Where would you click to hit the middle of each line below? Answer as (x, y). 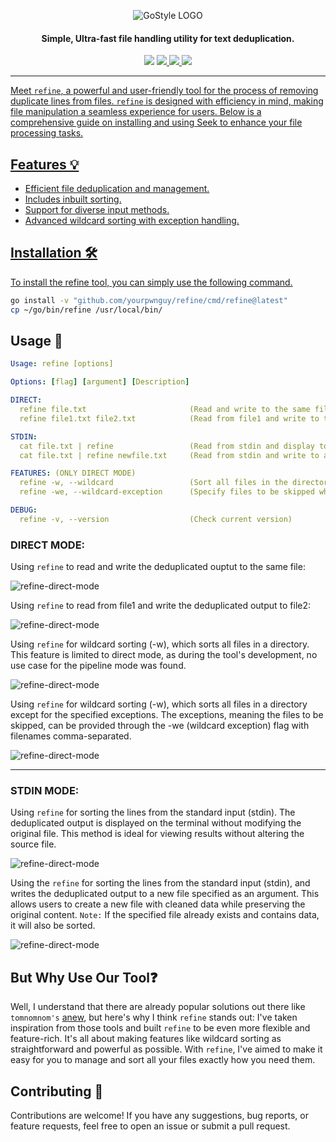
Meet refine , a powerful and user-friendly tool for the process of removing (164, 91)
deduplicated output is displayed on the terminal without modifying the (156, 823)
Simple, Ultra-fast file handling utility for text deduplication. (168, 38)
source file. (33, 844)
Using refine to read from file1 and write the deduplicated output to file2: (161, 606)
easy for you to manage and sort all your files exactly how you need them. (163, 1060)
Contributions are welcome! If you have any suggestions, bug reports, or (159, 1115)
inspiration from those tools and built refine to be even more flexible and (160, 1028)
